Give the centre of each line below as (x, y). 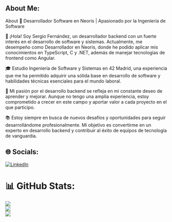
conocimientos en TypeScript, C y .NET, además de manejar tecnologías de (85, 52)
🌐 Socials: (22, 152)
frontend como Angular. (30, 58)
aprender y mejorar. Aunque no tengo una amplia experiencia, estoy (77, 96)
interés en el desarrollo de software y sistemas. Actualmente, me (74, 42)
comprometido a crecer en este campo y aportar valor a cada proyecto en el (86, 102)
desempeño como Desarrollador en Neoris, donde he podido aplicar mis (82, 47)
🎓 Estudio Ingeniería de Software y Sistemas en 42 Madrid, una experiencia (86, 68)
